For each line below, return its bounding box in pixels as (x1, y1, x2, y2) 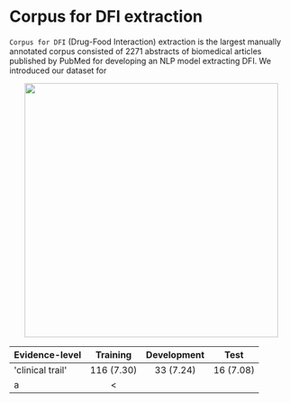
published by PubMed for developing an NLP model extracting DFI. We (9, 55, 272, 66)
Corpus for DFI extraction (9, 6, 203, 27)
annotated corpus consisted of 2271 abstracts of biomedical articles (9, 45, 262, 56)
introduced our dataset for (9, 65, 107, 76)
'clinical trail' (14, 363, 68, 376)
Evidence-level (14, 348, 82, 361)
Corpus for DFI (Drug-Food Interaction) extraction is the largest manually (9, 36, 282, 47)
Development (145, 348, 205, 361)
